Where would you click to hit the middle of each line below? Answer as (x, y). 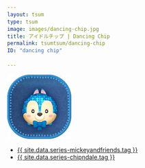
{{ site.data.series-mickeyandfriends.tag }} (77, 149)
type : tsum (23, 22)
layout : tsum (26, 14)
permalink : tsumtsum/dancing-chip (56, 44)
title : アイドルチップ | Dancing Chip (59, 36)
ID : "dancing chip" (35, 51)
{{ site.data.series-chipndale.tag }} (66, 157)
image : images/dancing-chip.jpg (53, 29)
